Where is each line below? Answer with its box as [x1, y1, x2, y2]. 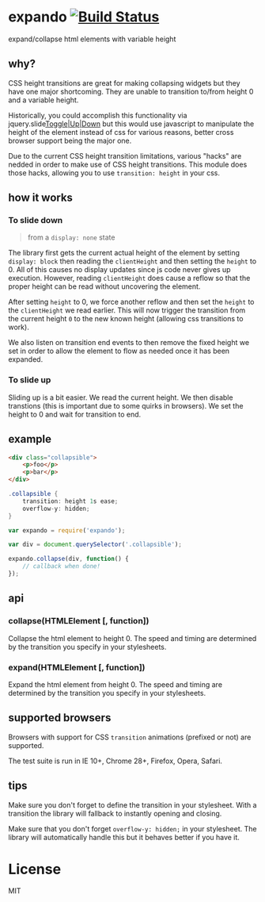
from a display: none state [27, 232, 115, 242]
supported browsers [8, 711, 112, 725]
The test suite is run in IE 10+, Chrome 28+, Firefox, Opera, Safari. [8, 756, 223, 766]
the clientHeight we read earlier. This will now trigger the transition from [8, 305, 246, 315]
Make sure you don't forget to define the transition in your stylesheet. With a [8, 800, 257, 809]
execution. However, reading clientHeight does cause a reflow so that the [8, 274, 251, 283]
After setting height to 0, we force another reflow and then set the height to [8, 297, 255, 307]
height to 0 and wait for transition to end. [8, 409, 142, 419]
